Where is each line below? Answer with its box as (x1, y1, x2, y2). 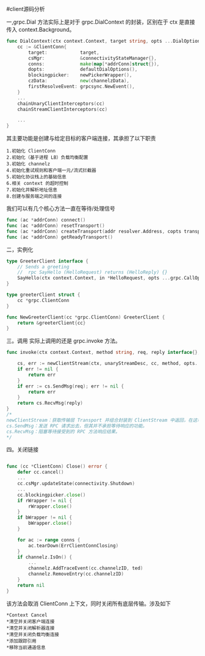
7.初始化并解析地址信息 (6, 187, 58, 193)
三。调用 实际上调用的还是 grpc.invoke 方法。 (6, 337, 121, 345)
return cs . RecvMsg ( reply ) (17, 400, 84, 406)
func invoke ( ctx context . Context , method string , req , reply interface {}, (6, 350, 201, 356)
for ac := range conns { (17, 536, 81, 543)
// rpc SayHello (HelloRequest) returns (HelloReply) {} (17, 269, 168, 276)
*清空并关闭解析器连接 (6, 625, 55, 631)
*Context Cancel (6, 612, 48, 618)
